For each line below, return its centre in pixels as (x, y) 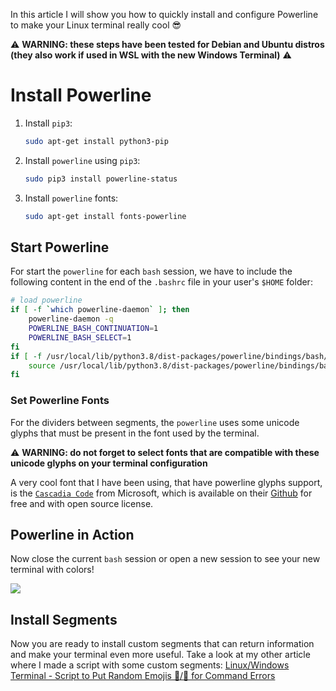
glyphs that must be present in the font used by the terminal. (135, 433)
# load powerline (46, 300)
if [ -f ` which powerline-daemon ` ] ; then (100, 310)
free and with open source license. (82, 503)
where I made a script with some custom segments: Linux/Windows (150, 665)
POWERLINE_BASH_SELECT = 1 (80, 337)
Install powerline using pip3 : (82, 160)
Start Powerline (60, 247)
